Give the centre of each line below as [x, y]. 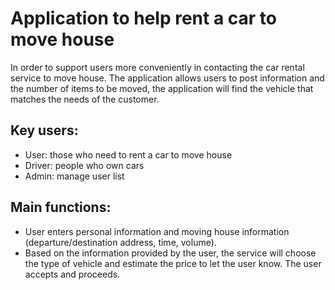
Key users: [44, 130]
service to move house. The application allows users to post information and [167, 78]
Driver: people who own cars [84, 165]
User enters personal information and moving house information [157, 231]
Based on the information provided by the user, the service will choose [170, 253]
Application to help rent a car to [144, 18]
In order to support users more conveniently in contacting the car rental [157, 67]
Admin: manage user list [74, 176]
